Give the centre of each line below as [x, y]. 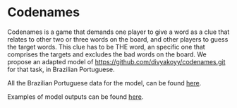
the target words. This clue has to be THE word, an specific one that [107, 47]
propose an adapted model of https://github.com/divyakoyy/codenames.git [116, 61]
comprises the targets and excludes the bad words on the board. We [107, 54]
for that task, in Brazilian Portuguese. [61, 69]
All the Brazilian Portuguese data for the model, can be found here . [104, 83]
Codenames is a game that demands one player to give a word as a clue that [119, 32]
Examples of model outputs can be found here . [75, 97]
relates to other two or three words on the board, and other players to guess [118, 39]
